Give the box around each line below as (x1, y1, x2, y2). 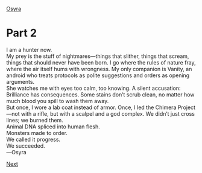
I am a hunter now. (6, 46, 52, 53)
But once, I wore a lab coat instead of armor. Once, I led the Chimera (6, 104, 177, 111)
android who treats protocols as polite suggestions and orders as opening (6, 72, 190, 79)
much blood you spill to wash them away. (6, 97, 109, 104)
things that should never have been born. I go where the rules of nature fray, (6, 58, 196, 66)
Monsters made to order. (6, 129, 68, 136)
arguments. (6, 78, 35, 85)
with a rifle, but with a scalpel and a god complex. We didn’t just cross (21, 110, 195, 117)
